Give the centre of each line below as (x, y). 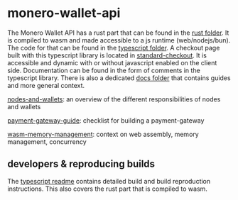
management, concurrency (47, 141)
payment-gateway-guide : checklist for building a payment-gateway (106, 120)
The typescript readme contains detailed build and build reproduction (109, 181)
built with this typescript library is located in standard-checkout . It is (107, 55)
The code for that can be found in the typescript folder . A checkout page (114, 48)
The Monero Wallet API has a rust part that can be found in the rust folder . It (118, 33)
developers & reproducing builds (81, 164)
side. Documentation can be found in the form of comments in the (104, 70)
